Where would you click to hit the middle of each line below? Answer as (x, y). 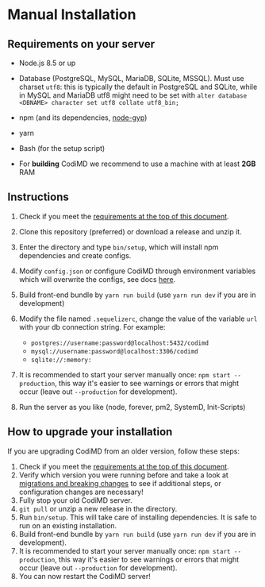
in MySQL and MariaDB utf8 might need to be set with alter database (133, 95)
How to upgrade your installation (90, 432)
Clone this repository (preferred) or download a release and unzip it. (131, 231)
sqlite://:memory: (61, 360)
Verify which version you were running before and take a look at (124, 475)
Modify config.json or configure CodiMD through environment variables (137, 271)
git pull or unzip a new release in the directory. (98, 508)
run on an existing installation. (68, 525)
